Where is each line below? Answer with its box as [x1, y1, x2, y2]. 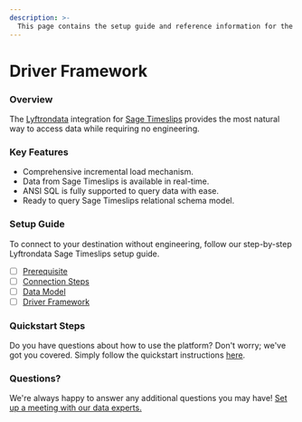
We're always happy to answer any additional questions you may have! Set [9, 393, 288, 404]
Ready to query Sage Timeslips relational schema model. [22, 196, 235, 206]
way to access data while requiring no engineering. [9, 123, 201, 134]
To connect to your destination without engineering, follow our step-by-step [9, 238, 292, 249]
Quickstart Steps [9, 319, 86, 331]
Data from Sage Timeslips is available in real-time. [22, 176, 210, 187]
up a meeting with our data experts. [9, 402, 142, 413]
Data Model [22, 286, 66, 297]
